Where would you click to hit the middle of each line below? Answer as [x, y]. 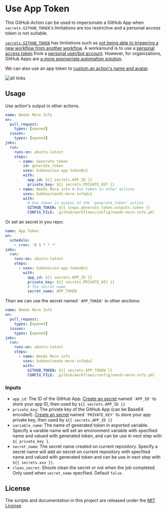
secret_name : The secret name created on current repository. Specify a [85, 446]
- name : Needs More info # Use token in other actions [77, 189]
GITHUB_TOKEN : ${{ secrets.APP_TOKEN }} [70, 370]
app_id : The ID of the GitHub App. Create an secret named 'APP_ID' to [84, 398]
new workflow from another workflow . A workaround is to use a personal [80, 48]
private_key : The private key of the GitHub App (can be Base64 [78, 409]
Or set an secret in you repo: [34, 222]
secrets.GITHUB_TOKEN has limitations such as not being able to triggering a [82, 42]
